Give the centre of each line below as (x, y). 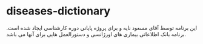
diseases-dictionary (58, 11)
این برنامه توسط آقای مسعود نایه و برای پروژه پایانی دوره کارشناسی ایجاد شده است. (102, 28)
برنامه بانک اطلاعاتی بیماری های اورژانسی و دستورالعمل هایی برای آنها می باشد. (96, 34)
